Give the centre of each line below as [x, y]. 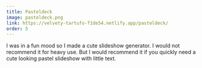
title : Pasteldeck [29, 12]
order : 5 [17, 29]
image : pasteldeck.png [35, 17]
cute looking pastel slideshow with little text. [61, 58]
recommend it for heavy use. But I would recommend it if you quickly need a [101, 52]
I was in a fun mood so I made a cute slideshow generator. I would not [93, 46]
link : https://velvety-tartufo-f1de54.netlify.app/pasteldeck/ [87, 23]
